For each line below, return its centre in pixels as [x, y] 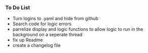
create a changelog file [36, 45]
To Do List [18, 8]
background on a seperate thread [47, 35]
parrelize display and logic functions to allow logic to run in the [78, 29]
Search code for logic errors [42, 24]
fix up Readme [28, 40]
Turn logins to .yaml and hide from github [55, 19]
